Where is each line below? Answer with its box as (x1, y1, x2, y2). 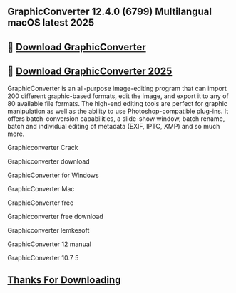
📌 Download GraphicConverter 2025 (7, 65, 173, 78)
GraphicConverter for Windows (7, 171, 99, 179)
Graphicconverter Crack (7, 143, 78, 151)
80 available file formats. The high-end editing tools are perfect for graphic (7, 99, 228, 107)
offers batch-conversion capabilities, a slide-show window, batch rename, (7, 114, 225, 123)
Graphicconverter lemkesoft (7, 225, 90, 234)
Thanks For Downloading (7, 274, 121, 286)
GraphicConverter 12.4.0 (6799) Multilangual (7, 6, 212, 18)
